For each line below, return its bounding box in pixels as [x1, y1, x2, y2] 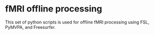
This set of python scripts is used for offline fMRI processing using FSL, [5, 19, 150, 25]
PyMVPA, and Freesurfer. [5, 24, 56, 30]
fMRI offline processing [5, 3, 103, 14]
